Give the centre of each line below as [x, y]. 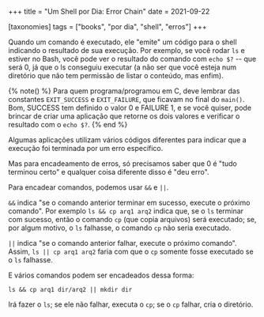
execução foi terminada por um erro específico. [86, 148]
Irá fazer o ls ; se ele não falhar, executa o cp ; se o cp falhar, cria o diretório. [131, 304]
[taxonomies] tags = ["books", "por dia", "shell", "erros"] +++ [107, 26]
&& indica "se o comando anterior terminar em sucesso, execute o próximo [129, 202]
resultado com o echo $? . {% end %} [68, 125]
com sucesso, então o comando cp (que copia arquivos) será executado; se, [132, 219]
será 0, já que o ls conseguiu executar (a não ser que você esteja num [123, 67]
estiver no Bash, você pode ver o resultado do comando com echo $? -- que [132, 59]
